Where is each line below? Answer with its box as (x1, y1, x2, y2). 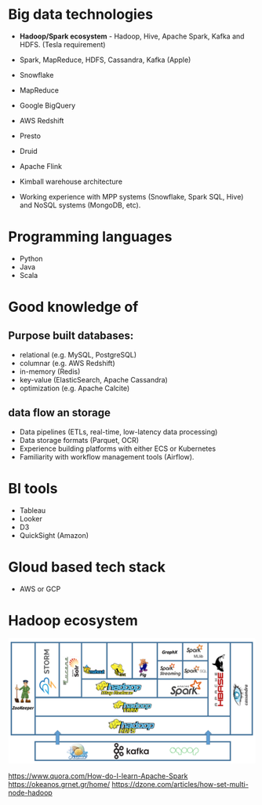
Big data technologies (8, 5, 154, 24)
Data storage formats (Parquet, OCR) (19, 435, 140, 445)
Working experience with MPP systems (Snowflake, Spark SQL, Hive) (19, 192, 244, 201)
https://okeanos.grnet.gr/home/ (8, 780, 111, 789)
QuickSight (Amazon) (19, 530, 89, 540)
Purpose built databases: (8, 329, 134, 342)
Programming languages (8, 228, 173, 246)
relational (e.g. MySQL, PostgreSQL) (19, 349, 137, 359)
